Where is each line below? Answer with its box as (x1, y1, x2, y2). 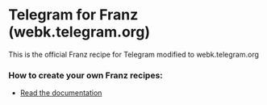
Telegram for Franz (8, 6, 139, 24)
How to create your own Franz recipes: (8, 69, 163, 81)
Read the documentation (19, 88, 102, 98)
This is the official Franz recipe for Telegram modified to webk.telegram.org (8, 49, 260, 59)
